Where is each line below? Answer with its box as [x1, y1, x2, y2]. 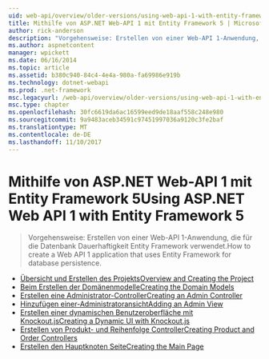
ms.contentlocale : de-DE [8, 130, 91, 138]
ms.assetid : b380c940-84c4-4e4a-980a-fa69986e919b [8, 71, 181, 79]
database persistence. [27, 258, 102, 268]
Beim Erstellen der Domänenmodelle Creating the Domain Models [19, 282, 235, 292]
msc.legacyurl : [8, 94, 59, 102]
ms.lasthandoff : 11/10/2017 [8, 138, 102, 146]
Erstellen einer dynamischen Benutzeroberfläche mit [19, 308, 194, 317]
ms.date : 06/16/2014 [8, 57, 78, 65]
